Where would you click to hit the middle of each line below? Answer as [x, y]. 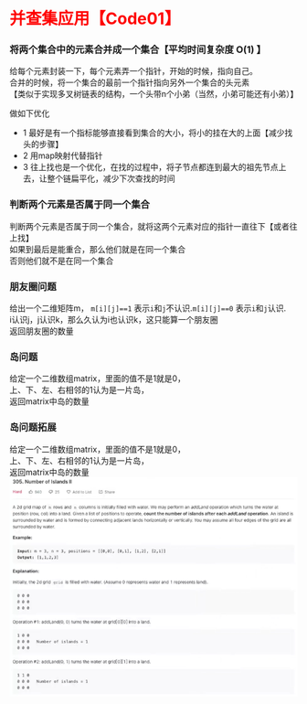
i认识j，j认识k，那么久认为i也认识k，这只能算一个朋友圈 [114, 320]
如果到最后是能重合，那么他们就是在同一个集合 [97, 249]
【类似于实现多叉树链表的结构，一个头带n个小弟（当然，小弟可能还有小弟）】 [154, 94]
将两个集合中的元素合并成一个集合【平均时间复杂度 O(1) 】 [138, 49]
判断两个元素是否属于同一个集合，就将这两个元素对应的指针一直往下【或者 [149, 226]
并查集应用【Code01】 [95, 19]
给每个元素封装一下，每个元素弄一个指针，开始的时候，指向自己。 [133, 71]
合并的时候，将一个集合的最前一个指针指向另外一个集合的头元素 [129, 82]
